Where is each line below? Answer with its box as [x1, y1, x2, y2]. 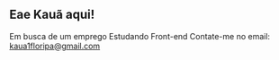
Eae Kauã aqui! [9, 7, 95, 22]
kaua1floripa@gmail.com [9, 40, 101, 51]
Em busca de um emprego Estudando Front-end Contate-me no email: [9, 30, 271, 41]
